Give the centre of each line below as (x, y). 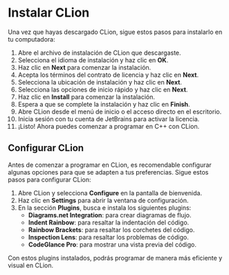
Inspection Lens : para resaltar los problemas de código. (108, 237)
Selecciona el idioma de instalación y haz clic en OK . (93, 60)
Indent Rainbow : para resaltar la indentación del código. (109, 222)
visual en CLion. (31, 265)
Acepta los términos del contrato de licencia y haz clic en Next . (108, 75)
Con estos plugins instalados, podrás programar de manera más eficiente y (115, 258)
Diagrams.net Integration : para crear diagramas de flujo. (110, 215)
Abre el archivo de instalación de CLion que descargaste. (100, 53)
